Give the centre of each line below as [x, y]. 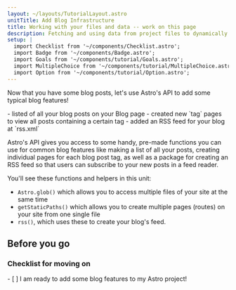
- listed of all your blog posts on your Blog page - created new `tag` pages [115, 114]
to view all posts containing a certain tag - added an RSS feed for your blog [116, 121]
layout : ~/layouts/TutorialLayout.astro [67, 14]
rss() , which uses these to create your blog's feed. [92, 221]
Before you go [39, 243]
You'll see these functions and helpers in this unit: [79, 178]
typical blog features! [38, 100]
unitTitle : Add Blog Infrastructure [61, 20]
